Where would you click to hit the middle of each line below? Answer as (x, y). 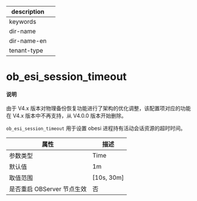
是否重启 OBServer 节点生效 (48, 189)
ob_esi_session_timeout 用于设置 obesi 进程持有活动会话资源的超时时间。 (96, 128)
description (28, 12)
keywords (23, 22)
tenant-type (26, 51)
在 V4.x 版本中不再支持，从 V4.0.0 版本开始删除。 (67, 116)
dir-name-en (28, 41)
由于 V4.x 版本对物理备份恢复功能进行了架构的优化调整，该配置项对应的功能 (98, 108)
